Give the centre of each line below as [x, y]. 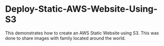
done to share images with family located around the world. [66, 38]
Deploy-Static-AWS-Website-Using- [81, 9]
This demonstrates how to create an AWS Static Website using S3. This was [82, 33]
